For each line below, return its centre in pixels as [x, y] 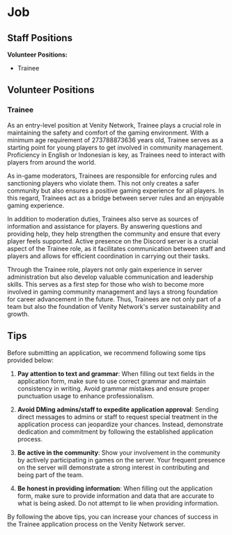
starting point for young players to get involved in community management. [115, 147]
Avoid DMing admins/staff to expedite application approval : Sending [118, 409]
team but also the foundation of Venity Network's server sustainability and [114, 306]
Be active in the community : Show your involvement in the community [119, 452]
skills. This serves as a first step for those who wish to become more [106, 284]
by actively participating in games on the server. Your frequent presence [121, 460]
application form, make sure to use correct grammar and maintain [111, 381]
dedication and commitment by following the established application [115, 431]
